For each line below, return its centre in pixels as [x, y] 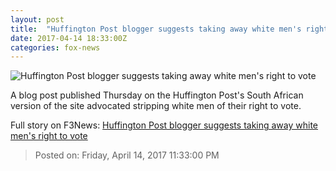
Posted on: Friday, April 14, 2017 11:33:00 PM [127, 155]
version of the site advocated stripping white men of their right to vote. [156, 106]
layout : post [37, 19]
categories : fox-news [55, 47]
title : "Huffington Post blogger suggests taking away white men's [156, 29]
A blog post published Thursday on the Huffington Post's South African [157, 95]
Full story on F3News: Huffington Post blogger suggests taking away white [164, 125]
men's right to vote [49, 136]
